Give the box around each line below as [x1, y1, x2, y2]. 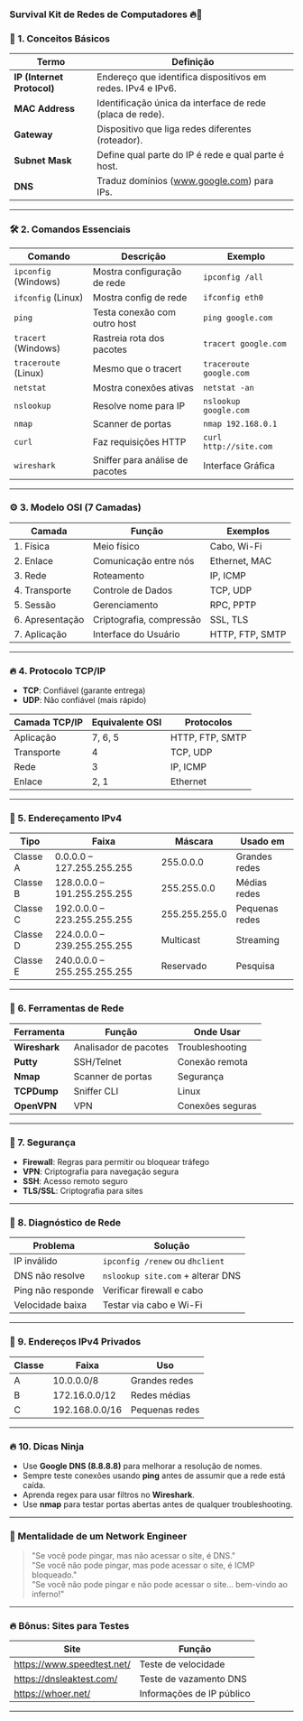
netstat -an [202, 383, 254, 393]
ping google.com [202, 312, 273, 323]
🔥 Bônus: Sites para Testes [9, 1620, 130, 1633]
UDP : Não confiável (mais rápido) [22, 695, 147, 706]
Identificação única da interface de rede [96, 97, 266, 109]
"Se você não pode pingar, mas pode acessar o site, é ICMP [31, 1560, 255, 1571]
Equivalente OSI [91, 717, 162, 729]
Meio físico [93, 540, 140, 552]
